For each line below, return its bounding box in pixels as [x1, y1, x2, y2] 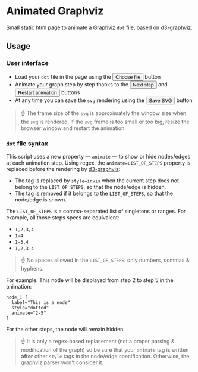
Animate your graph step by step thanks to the [14, 80, 129, 88]
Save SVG [148, 97, 172, 104]
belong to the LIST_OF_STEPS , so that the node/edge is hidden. [14, 183, 166, 190]
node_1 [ [6, 294, 28, 300]
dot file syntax [6, 139, 49, 147]
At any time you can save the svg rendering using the [14, 97, 144, 104]
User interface [6, 59, 49, 67]
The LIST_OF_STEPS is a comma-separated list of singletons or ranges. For [6, 207, 186, 215]
